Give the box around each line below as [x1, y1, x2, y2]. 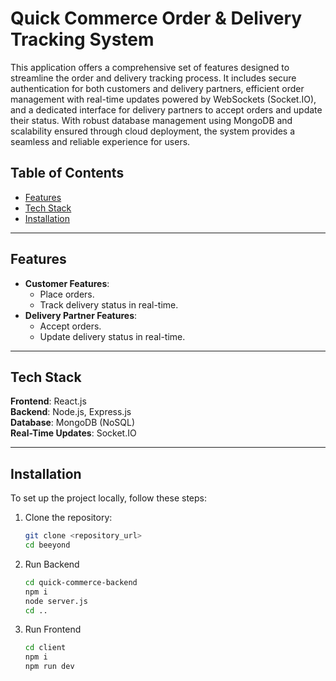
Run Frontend [24, 623, 82, 636]
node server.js [24, 596, 89, 606]
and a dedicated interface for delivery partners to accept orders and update [10, 103, 323, 116]
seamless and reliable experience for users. [10, 135, 191, 147]
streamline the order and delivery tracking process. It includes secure [10, 72, 297, 84]
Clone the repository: [24, 512, 113, 524]
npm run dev [24, 662, 75, 672]
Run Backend [24, 558, 80, 570]
